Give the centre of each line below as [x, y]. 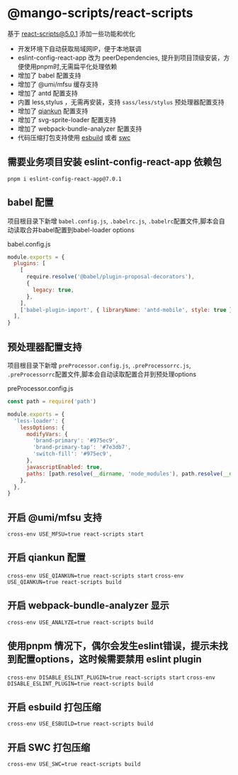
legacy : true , [53, 290]
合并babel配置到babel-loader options [80, 229]
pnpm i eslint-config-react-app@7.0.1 [64, 179]
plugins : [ [30, 264]
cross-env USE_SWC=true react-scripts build [74, 764]
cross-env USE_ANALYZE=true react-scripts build [80, 622]
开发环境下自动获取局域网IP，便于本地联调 [79, 48]
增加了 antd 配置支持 [47, 93]
